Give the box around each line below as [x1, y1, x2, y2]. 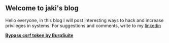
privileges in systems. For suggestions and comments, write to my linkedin [5, 22, 161, 28]
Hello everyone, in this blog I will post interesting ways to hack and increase [5, 17, 164, 23]
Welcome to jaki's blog [5, 4, 79, 12]
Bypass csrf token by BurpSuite [5, 32, 74, 38]
